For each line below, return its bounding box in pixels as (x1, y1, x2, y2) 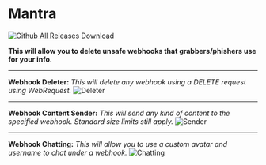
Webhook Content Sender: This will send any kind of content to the (8, 108, 230, 118)
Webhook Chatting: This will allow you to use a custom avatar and (8, 139, 228, 148)
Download (81, 31, 115, 40)
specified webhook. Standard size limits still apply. (8, 116, 174, 126)
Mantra (8, 5, 57, 23)
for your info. (8, 54, 53, 64)
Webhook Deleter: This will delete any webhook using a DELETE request (8, 77, 247, 87)
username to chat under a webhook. (8, 148, 128, 157)
